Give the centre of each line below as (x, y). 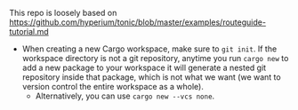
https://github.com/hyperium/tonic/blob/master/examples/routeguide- (138, 22)
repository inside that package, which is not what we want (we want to (152, 77)
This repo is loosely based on (63, 13)
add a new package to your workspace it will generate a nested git (144, 67)
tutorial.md (29, 31)
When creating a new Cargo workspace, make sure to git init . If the (149, 49)
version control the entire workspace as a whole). (113, 86)
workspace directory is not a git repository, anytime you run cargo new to (155, 58)
